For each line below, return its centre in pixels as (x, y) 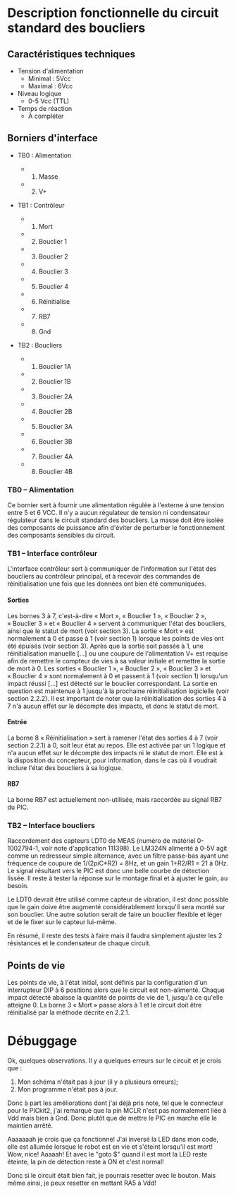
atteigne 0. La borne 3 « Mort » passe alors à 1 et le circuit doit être (105, 1005)
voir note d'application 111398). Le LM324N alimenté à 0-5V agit (134, 849)
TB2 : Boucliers (39, 345)
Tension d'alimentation (50, 71)
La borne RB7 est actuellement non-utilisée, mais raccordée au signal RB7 (115, 800)
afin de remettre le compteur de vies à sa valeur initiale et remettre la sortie (116, 661)
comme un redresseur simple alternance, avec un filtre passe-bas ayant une (118, 856)
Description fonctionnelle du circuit (113, 13)
